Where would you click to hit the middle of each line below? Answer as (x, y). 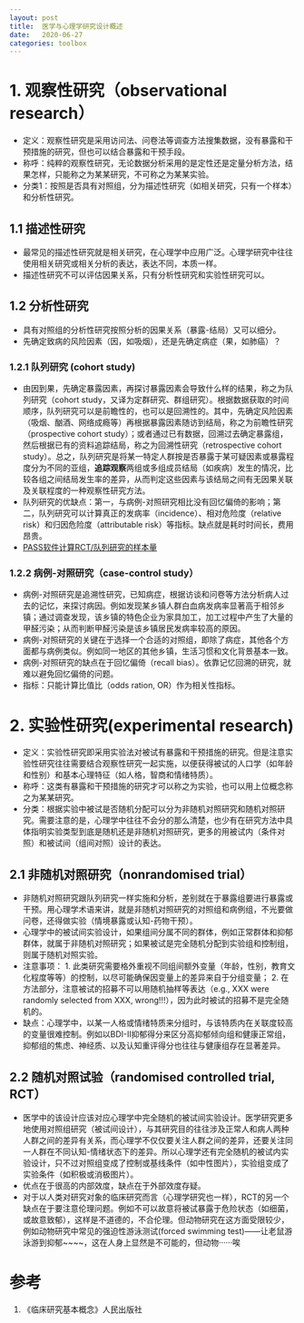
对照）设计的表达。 (130, 843)
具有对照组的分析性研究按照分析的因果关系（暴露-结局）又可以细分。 (152, 330)
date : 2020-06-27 (46, 35)
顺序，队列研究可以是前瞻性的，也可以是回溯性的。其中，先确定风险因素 (157, 411)
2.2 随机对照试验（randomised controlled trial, (142, 1077)
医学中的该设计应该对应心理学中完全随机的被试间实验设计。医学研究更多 (157, 1117)
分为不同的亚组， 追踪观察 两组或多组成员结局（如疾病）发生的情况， (158, 468)
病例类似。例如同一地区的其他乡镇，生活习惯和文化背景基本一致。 (170, 651)
